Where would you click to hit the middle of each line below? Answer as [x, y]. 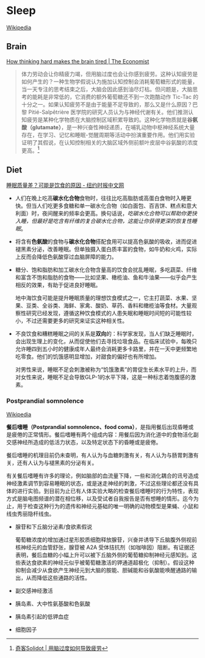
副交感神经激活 [34, 590]
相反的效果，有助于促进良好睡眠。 [58, 285]
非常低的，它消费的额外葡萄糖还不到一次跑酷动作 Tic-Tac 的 [123, 97]
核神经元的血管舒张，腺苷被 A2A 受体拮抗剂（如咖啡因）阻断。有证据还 [105, 547]
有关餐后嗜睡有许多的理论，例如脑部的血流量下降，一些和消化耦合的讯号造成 [103, 475]
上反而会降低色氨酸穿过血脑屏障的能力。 [66, 257]
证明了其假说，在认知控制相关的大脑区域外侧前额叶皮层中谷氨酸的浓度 [110, 142]
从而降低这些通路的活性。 [58, 578]
